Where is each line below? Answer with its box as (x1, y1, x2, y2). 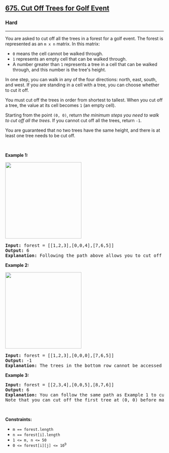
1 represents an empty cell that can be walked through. (12, 55, 127, 62)
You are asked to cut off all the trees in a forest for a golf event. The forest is (5, 35, 163, 41)
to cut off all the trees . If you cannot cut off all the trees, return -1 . (5, 117, 142, 123)
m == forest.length (12, 427, 54, 432)
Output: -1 (5, 358, 32, 363)
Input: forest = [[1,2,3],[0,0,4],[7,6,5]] (5, 242, 114, 248)
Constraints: (5, 416, 32, 422)
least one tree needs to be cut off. (5, 132, 75, 138)
